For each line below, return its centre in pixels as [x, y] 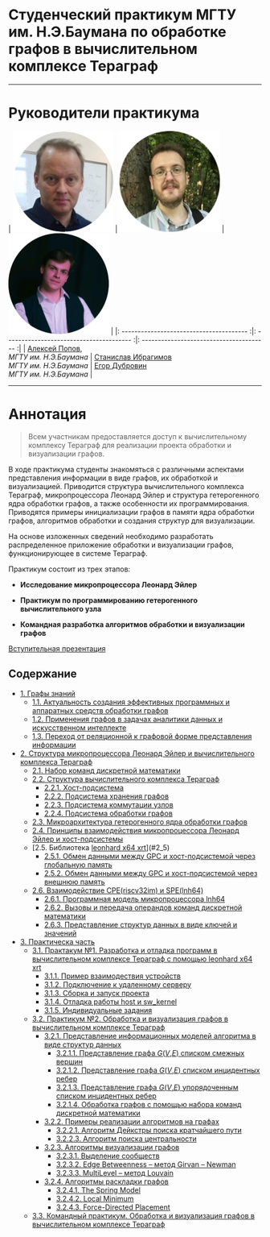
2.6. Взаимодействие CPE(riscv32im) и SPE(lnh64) [118, 890]
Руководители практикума [104, 113]
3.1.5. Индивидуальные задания [98, 1010]
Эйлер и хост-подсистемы [77, 839]
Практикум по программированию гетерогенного [109, 600]
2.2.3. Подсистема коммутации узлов [109, 804]
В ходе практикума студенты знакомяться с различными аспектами [126, 469]
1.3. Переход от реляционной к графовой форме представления [142, 736]
